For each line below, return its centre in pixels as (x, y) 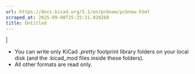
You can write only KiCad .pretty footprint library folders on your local (101, 52)
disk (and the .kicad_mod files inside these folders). (79, 58)
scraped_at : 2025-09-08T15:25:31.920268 (58, 17)
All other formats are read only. (53, 64)
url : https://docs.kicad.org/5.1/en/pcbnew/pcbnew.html (78, 12)
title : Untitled (26, 23)
